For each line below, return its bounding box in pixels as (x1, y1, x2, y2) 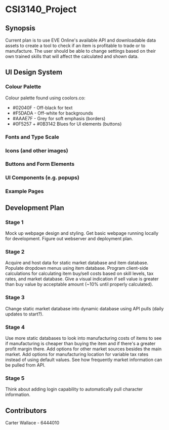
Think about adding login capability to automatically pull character (5, 386, 143, 392)
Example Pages (5, 188, 44, 195)
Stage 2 (5, 248, 25, 255)
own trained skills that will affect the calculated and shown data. (5, 53, 139, 59)
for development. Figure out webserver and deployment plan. (5, 235, 133, 241)
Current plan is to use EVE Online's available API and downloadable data (5, 37, 156, 43)
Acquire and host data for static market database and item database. (5, 260, 148, 266)
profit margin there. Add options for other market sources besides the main (5, 346, 162, 352)
